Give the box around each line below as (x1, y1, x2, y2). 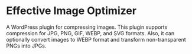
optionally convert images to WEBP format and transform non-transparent (6, 36, 186, 43)
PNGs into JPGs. (6, 42, 47, 49)
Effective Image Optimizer (6, 4, 137, 18)
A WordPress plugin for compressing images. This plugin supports (6, 23, 168, 31)
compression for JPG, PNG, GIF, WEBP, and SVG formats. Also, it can (6, 29, 175, 36)
